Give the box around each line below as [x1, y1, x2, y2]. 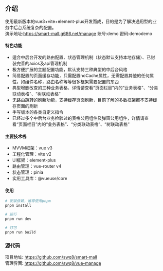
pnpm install [5, 203, 32, 208]
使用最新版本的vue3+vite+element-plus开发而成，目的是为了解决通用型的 [5, 18, 153, 24]
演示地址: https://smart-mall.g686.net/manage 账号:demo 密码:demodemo [5, 31, 152, 36]
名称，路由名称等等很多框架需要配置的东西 [33, 79, 119, 85]
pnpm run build [5, 230, 36, 235]
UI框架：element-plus [12, 157, 56, 163]
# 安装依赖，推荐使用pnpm [5, 199, 51, 203]
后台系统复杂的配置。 [13, 24, 56, 30]
